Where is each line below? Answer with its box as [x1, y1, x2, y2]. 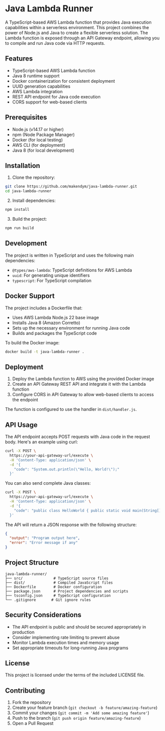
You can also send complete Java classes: [5, 480, 91, 486]
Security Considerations [5, 611, 82, 619]
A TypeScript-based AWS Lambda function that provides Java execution [5, 19, 152, 25]
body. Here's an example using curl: [5, 439, 78, 445]
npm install [5, 207, 29, 212]
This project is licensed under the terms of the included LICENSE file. [5, 672, 145, 678]
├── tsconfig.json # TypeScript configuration [5, 593, 111, 598]
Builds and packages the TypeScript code [12, 330, 97, 336]
